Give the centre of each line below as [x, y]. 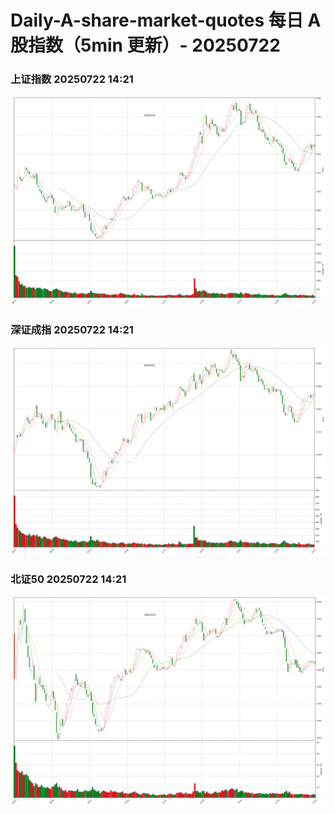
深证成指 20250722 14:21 [72, 329]
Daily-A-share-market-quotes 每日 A [166, 20]
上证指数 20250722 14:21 [72, 79]
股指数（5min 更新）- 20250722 [145, 45]
